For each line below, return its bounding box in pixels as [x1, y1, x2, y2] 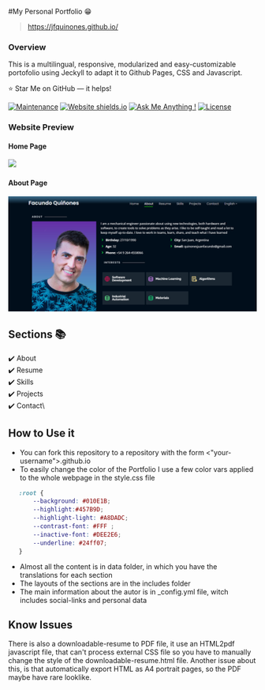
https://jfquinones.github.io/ [27, 22, 118, 31]
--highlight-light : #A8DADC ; [32, 514, 129, 522]
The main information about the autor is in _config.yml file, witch [19, 586, 229, 596]
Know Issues [8, 618, 73, 632]
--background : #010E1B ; [32, 497, 111, 505]
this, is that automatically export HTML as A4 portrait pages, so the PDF [8, 664, 242, 674]
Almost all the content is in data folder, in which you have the [19, 561, 218, 571]
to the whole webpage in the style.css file [19, 473, 155, 482]
